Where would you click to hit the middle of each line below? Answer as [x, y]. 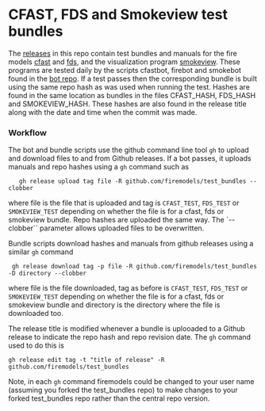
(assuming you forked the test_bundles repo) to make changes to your [123, 390]
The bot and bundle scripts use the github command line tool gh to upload [129, 150]
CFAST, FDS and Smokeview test [118, 15]
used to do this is [36, 345]
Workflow [28, 132]
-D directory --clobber [48, 274]
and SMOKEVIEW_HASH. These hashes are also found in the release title [128, 104]
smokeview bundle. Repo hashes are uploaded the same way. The [116, 220]
